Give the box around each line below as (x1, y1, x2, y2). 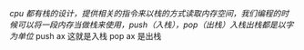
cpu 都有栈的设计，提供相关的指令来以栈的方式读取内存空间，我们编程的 (9, 8, 281, 18)
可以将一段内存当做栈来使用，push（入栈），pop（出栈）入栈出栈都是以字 (16, 19, 294, 30)
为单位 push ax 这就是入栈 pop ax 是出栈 (9, 31, 162, 41)
